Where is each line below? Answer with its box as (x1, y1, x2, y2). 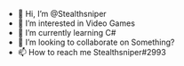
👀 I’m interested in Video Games (17, 18, 136, 29)
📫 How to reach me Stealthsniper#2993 (17, 47, 166, 57)
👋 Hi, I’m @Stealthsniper (17, 9, 107, 19)
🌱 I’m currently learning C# (17, 28, 116, 37)
